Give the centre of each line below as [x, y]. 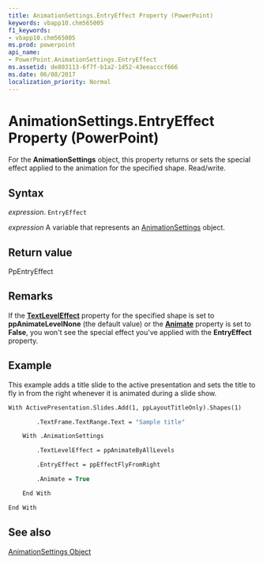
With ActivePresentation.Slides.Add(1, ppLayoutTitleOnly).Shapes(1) [125, 408]
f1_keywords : [30, 30]
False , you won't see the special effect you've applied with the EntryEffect [130, 332]
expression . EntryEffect [47, 212]
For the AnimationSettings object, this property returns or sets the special [130, 160]
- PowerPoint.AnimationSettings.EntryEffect [83, 60]
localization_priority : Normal [60, 82]
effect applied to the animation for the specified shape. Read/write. [117, 168]
